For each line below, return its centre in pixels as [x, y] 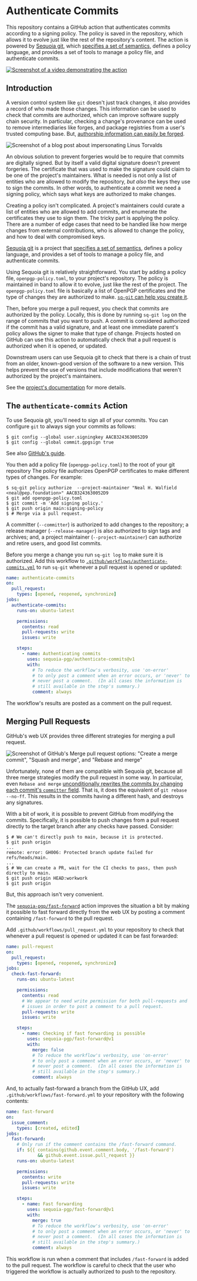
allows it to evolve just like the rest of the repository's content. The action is [97, 39]
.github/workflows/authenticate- [127, 561]
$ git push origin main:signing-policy [55, 508]
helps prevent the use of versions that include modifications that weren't [94, 369]
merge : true [47, 1220]
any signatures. [25, 802]
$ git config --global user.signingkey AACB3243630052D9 [77, 437]
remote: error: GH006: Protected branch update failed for [80, 852]
